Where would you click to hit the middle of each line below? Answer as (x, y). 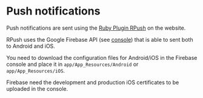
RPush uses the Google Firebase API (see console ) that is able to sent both (100, 39)
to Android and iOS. (31, 46)
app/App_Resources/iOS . (36, 70)
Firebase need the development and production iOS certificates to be (93, 82)
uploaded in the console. (37, 88)
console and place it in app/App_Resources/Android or (72, 64)
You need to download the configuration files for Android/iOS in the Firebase (102, 57)
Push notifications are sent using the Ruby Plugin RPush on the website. (96, 28)
